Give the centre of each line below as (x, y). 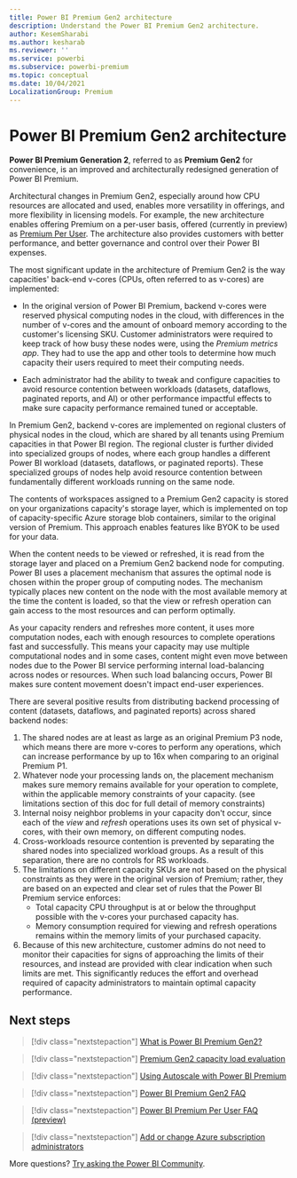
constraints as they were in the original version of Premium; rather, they (152, 879)
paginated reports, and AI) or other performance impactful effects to (147, 399)
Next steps (40, 1020)
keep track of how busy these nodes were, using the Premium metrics (150, 344)
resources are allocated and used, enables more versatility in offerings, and (147, 206)
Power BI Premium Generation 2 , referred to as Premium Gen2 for (131, 160)
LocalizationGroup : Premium (61, 91)
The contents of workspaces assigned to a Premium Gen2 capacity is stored (149, 499)
